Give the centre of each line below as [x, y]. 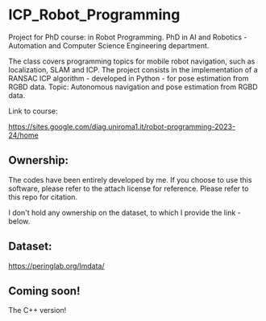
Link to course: [33, 111]
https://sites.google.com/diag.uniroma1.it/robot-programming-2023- [122, 126]
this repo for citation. [43, 197]
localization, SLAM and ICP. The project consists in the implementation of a [133, 69]
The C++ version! [37, 311]
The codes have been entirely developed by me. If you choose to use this [130, 179]
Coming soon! [44, 291]
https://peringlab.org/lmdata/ [56, 265]
